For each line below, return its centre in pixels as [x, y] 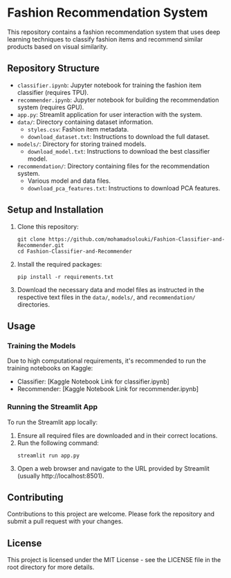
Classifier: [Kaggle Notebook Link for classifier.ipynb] [93, 381]
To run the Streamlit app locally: [53, 422]
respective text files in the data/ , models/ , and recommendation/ [106, 297]
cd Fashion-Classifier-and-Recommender [75, 251]
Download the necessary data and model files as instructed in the [111, 289]
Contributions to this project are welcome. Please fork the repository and [111, 514]
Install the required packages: [59, 264]
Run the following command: [58, 443]
